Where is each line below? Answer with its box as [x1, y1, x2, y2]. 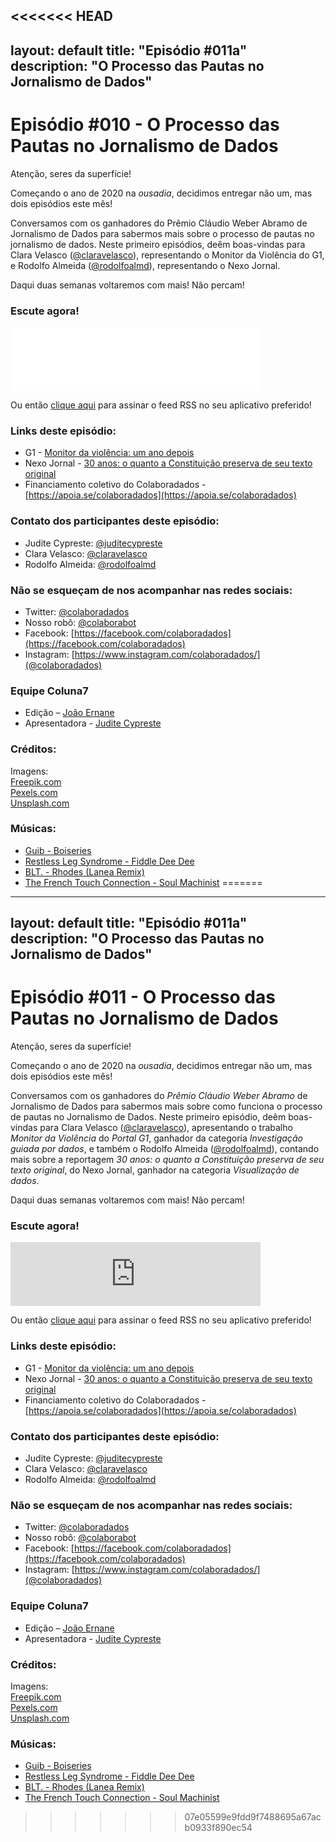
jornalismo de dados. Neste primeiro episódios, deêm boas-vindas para [10, 238, 306, 250]
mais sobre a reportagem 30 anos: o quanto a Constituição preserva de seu [10, 1154, 325, 1166]
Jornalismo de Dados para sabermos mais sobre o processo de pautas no [10, 227, 315, 239]
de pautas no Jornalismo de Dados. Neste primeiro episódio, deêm [10, 1111, 287, 1123]
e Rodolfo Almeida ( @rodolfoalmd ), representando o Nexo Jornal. [10, 259, 281, 271]
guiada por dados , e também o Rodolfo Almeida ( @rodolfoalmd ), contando [10, 1143, 320, 1155]
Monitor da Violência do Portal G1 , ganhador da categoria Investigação [10, 1132, 303, 1144]
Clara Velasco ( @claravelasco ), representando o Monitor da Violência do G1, [10, 249, 325, 261]
